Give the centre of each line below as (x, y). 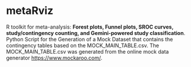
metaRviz (30, 11)
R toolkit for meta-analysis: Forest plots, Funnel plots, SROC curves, (90, 27)
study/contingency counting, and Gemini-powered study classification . (96, 33)
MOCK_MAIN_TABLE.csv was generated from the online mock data (88, 51)
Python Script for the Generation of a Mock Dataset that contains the (90, 39)
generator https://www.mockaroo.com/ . (54, 58)
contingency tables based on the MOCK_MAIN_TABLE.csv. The (83, 45)
